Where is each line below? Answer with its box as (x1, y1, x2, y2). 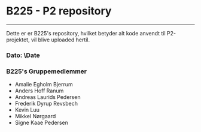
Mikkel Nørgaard (14, 113, 56, 120)
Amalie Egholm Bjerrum (14, 81, 73, 88)
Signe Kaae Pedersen (14, 119, 69, 127)
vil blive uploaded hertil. (31, 36, 90, 43)
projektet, (6, 36, 30, 43)
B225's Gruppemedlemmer (6, 67, 87, 76)
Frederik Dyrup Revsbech (14, 100, 78, 107)
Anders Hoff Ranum (14, 87, 64, 94)
